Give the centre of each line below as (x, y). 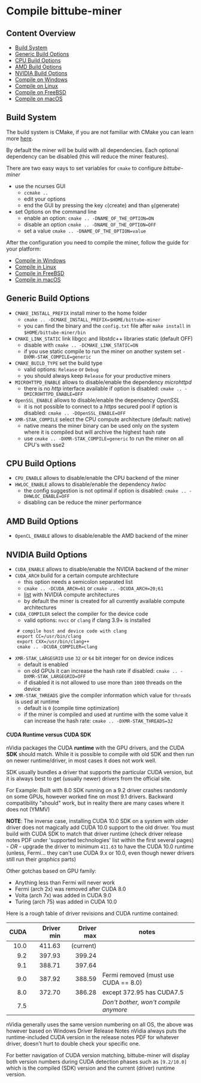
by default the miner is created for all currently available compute (104, 601)
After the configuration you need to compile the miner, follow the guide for (98, 242)
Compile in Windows (40, 260)
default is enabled (46, 664)
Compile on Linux (36, 86)
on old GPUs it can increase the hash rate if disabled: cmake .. (101, 671)
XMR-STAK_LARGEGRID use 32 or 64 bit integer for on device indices (94, 658)
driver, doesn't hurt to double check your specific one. (73, 1044)
